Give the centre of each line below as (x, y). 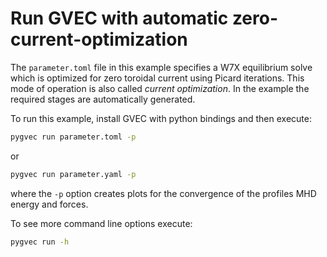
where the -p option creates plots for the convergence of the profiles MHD (163, 193)
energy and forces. (49, 204)
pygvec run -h (40, 242)
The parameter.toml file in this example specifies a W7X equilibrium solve (161, 67)
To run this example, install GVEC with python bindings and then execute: (161, 118)
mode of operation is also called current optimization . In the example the (160, 88)
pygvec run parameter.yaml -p (73, 174)
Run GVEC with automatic (119, 18)
